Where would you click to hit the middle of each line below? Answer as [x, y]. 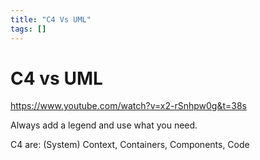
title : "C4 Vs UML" [51, 19]
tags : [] [28, 29]
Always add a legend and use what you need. [104, 125]
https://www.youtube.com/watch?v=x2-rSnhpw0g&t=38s [128, 106]
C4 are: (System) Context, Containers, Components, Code [130, 145]
